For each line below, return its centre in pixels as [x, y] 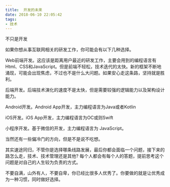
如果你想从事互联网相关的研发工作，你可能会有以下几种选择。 [70, 50]
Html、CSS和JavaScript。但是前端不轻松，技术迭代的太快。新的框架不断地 [83, 67]
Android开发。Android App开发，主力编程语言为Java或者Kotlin [71, 107]
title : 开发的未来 [24, 10]
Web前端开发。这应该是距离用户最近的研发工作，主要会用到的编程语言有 [81, 60]
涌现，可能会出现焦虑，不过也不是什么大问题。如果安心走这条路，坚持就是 [83, 73]
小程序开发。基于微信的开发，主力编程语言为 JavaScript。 [66, 129]
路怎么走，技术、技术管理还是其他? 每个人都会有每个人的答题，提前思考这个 [85, 156]
